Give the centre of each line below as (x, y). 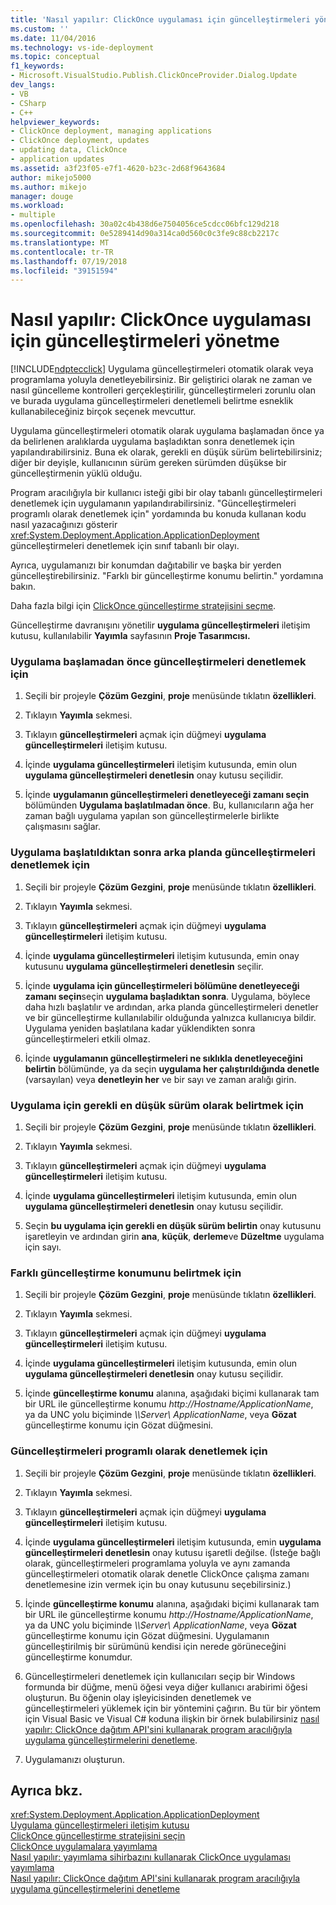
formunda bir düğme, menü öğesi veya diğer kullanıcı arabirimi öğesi (166, 1687)
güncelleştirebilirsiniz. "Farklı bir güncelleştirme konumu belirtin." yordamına (167, 576)
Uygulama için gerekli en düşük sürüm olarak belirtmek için (157, 1105)
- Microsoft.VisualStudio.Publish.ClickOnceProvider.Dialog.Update (154, 76)
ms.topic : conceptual (55, 57)
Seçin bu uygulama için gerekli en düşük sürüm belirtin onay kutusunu (173, 1226)
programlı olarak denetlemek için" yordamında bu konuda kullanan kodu (158, 514)
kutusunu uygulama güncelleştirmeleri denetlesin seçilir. (144, 966)
